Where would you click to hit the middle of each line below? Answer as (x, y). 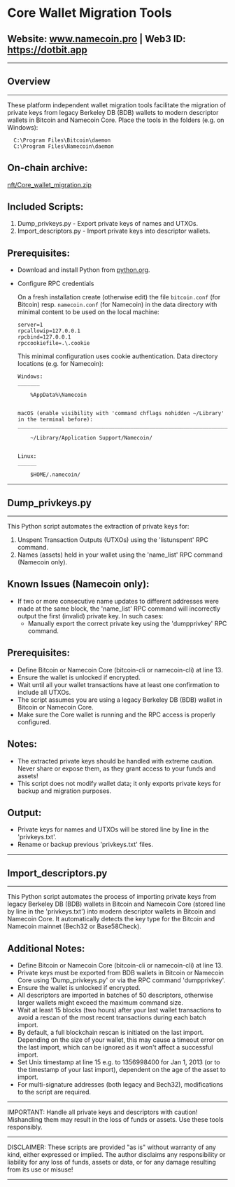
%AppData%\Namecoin (59, 395)
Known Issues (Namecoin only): (78, 584)
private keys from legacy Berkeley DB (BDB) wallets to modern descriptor (113, 112)
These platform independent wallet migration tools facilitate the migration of (117, 105)
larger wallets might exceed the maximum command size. (100, 1002)
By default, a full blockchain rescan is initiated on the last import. (111, 1032)
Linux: (27, 456)
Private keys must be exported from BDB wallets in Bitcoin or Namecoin (120, 972)
